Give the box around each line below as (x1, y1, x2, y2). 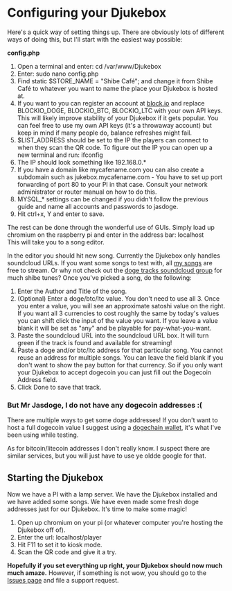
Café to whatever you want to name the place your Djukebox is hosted (17, 84, 218, 92)
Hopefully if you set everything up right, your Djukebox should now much (7, 561, 223, 570)
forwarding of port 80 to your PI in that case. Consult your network (17, 180, 208, 188)
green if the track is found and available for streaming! (17, 338, 172, 347)
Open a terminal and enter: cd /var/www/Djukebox (17, 62, 161, 70)
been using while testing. (7, 431, 79, 439)
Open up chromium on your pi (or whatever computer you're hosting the (17, 519, 224, 527)
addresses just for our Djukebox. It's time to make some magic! (7, 505, 187, 513)
